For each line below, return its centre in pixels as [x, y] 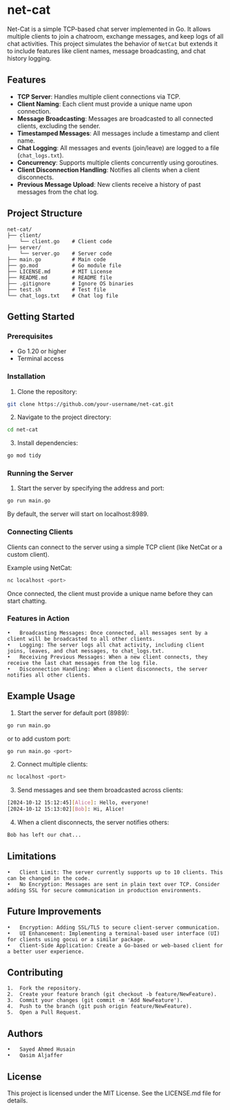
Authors [25, 1033]
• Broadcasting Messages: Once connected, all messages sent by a [107, 633]
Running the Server [40, 473]
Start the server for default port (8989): [73, 712]
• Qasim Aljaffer [35, 1056]
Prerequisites [30, 336]
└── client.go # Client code [66, 241]
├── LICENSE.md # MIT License [60, 271]
